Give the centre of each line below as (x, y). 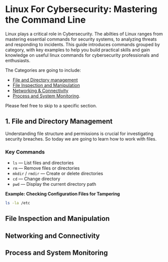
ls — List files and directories (43, 163)
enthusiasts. (18, 60)
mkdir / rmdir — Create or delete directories (58, 174)
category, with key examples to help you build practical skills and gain (77, 50)
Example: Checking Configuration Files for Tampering (63, 194)
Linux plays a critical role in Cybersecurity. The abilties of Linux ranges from (84, 34)
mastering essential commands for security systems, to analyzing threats (81, 39)
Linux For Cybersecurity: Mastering (81, 9)
